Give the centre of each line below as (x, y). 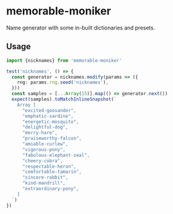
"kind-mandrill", (44, 183)
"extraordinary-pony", (50, 189)
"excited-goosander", (49, 110)
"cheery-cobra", (42, 160)
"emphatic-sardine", (48, 116)
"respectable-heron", (49, 167)
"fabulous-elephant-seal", (56, 155)
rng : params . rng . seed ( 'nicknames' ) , (63, 82)
